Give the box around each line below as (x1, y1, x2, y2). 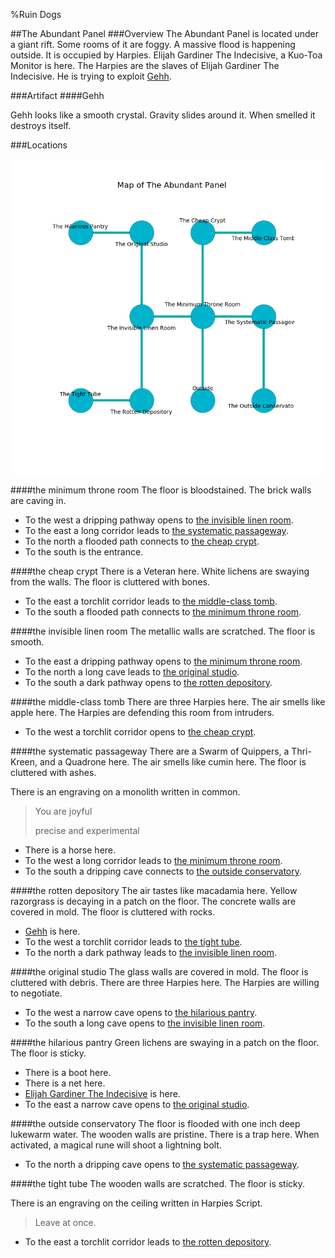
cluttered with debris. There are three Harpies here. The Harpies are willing (10, 977, 320, 988)
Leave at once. (34, 1217, 97, 1228)
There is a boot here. (24, 1067, 112, 1078)
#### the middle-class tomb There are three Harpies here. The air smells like (10, 696, 326, 708)
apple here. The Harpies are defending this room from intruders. (10, 707, 275, 718)
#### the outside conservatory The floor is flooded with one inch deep (10, 1118, 301, 1129)
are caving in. (10, 495, 67, 506)
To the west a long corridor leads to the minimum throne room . (24, 855, 283, 866)
